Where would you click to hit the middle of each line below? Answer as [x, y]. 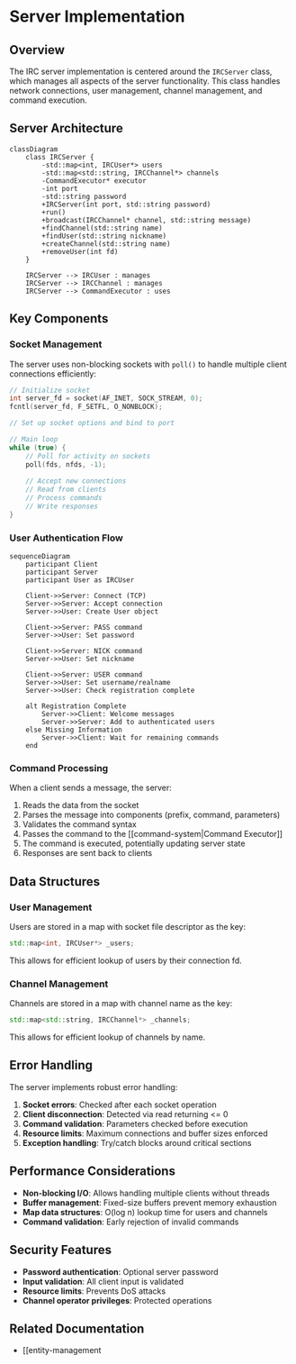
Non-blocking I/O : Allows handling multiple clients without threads [146, 1193]
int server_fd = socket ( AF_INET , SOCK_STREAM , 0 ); [106, 398]
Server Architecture [66, 128]
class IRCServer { [60, 157]
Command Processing [59, 768]
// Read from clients [66, 490]
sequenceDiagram [40, 557]
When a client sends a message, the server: [91, 788]
